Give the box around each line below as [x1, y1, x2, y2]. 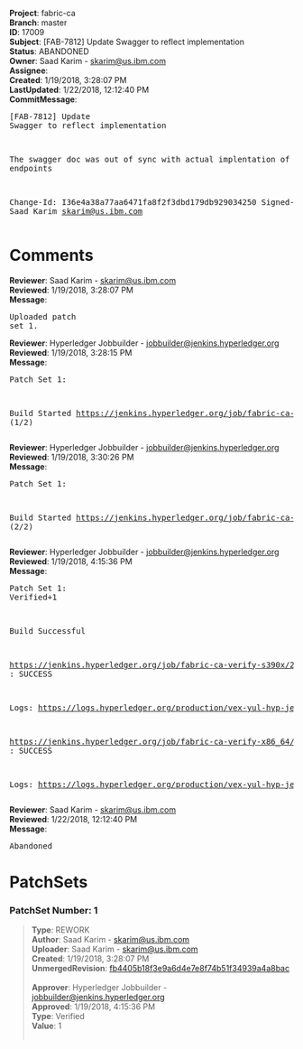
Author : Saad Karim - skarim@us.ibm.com [31, 934, 190, 945]
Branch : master [9, 17, 68, 28]
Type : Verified [31, 1011, 86, 1022]
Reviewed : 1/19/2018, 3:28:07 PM [9, 284, 133, 295]
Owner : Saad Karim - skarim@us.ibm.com [9, 56, 167, 66]
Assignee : [9, 65, 49, 76]
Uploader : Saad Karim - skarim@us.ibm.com [31, 943, 198, 955]
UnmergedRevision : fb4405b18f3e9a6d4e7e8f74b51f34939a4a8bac [31, 963, 290, 974]
